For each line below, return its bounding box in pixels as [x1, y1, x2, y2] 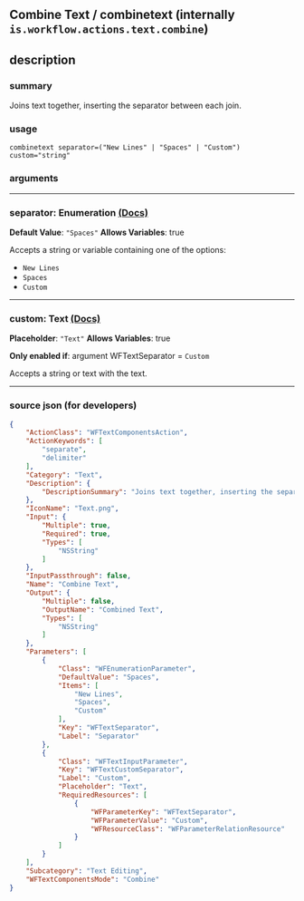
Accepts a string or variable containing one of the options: [9, 244, 226, 255]
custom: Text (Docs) [9, 312, 101, 325]
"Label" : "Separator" [57, 731, 140, 741]
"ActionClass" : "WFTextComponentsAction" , [25, 428, 188, 438]
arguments [9, 172, 59, 185]
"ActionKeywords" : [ [25, 437, 103, 446]
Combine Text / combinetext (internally [9, 7, 235, 23]
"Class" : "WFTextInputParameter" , [57, 757, 188, 766]
